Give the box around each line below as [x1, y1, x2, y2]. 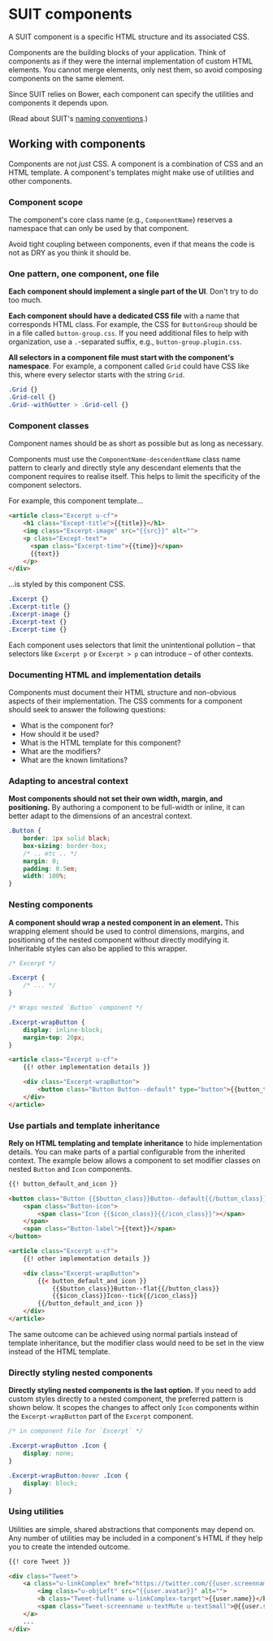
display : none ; [23, 1449, 75, 1457]
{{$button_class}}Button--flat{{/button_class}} [51, 1284, 220, 1293]
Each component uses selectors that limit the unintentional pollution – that [8, 640, 256, 650]
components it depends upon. [8, 98, 110, 107]
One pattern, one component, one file [8, 268, 160, 279]
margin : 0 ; [23, 857, 60, 865]
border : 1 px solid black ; [23, 834, 111, 842]
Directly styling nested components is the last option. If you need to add [8, 1386, 257, 1395]
